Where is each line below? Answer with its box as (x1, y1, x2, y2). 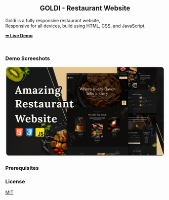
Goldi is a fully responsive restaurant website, (5, 17, 100, 23)
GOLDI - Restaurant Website (39, 4, 131, 13)
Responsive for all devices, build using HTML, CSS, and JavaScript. (5, 23, 146, 29)
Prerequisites (5, 164, 39, 171)
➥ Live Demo (5, 32, 33, 38)
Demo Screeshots (5, 55, 50, 62)
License (5, 178, 25, 185)
